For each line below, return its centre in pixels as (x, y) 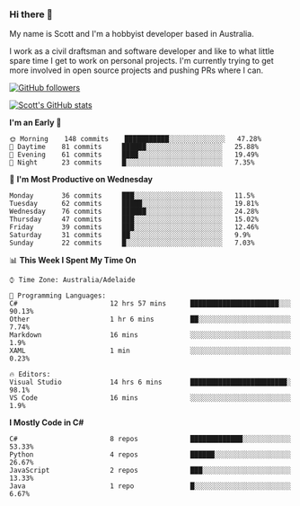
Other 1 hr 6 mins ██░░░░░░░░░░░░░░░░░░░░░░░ (150, 320)
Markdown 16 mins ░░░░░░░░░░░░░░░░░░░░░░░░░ (150, 335)
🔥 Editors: (30, 375)
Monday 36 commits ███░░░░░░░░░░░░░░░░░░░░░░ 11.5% (132, 196)
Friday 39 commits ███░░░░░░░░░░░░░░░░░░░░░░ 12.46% (134, 227)
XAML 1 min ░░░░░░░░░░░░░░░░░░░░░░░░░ (150, 351)
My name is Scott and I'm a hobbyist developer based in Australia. (132, 34)
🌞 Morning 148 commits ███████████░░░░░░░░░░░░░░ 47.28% (136, 139)
